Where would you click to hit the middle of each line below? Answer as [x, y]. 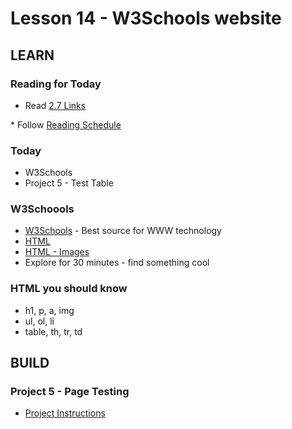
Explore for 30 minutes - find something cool [117, 263]
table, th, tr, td [53, 331]
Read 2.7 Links [55, 105]
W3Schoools [42, 209]
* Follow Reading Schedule [66, 124]
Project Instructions [65, 413]
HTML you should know [69, 289]
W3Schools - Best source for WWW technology [123, 231]
